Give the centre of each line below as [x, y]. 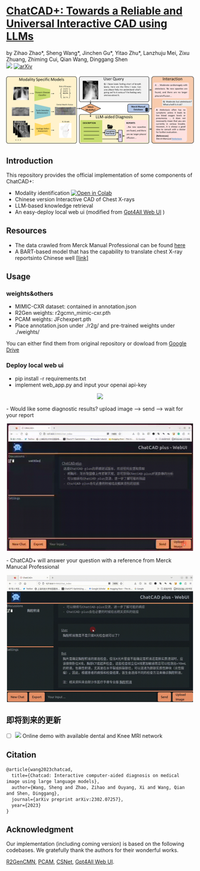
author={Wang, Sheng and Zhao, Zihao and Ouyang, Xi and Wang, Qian [98, 787]
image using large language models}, [53, 781]
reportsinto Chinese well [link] [51, 257]
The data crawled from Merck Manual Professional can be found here [100, 245]
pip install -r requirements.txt [50, 378]
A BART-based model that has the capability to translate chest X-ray [99, 252]
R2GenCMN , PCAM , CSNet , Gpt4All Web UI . [60, 862]
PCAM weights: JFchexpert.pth [53, 319]
